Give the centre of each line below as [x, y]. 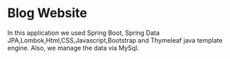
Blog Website [47, 13]
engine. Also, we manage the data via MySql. [73, 48]
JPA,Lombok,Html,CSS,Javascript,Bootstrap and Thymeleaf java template [115, 40]
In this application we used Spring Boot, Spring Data [83, 33]
